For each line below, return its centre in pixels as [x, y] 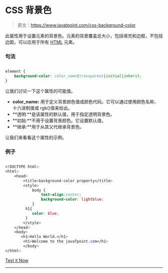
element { [15, 72]
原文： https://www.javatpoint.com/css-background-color [76, 25]
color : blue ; [45, 213]
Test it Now [17, 260]
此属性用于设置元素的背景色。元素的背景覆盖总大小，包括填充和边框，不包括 [84, 36]
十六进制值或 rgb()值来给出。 [42, 108]
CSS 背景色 [28, 10]
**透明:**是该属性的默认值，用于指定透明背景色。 [63, 114]
